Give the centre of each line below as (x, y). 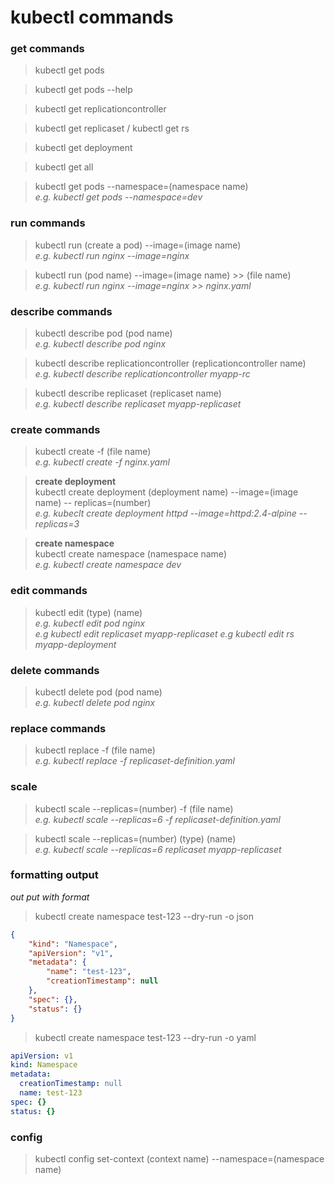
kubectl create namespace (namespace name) (130, 554)
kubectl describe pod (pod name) (103, 333)
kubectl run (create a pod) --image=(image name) (138, 245)
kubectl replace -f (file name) (95, 750)
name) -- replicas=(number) (93, 503)
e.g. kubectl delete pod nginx (95, 702)
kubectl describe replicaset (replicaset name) (128, 393)
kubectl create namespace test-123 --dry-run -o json (144, 916)
